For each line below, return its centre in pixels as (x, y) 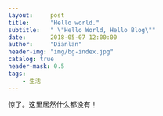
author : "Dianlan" (45, 45)
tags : (17, 74)
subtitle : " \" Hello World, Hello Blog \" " (82, 30)
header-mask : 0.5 (36, 67)
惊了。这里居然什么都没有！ (53, 104)
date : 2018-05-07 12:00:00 (63, 37)
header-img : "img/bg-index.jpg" (61, 52)
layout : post (36, 15)
